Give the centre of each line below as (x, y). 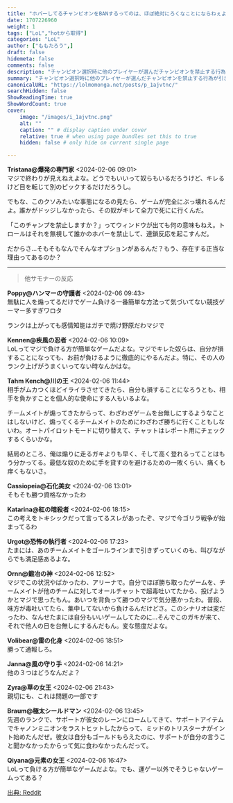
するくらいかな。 (32, 439)
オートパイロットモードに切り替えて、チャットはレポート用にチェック (125, 431)
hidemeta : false (31, 59)
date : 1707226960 (32, 20)
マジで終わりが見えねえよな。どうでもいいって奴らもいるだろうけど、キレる (116, 179)
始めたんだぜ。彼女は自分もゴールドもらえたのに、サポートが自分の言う (116, 737)
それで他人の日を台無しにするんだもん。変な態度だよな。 (89, 626)
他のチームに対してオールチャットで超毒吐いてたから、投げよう (134, 591)
